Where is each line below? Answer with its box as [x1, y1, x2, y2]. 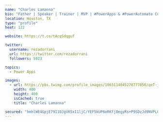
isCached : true [14, 96, 45, 101]
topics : [5, 65, 21, 70]
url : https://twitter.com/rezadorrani [9, 51, 88, 56]
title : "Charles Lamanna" [14, 100, 66, 106]
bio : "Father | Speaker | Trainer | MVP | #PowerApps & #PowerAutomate [5, 12, 153, 16]
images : [5, 78, 21, 83]
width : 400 [14, 87, 36, 92]
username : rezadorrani [9, 47, 55, 52]
